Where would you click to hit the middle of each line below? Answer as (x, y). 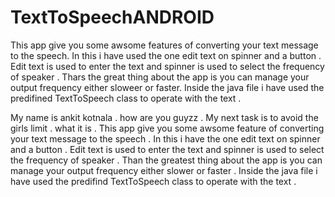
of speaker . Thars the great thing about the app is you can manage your (160, 77)
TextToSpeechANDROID (112, 17)
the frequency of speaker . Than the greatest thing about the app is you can (166, 160)
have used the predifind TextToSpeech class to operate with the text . (153, 181)
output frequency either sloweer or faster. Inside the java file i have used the (167, 87)
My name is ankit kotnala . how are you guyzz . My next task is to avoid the (164, 117)
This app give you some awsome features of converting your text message (164, 45)
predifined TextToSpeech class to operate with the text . (126, 98)
